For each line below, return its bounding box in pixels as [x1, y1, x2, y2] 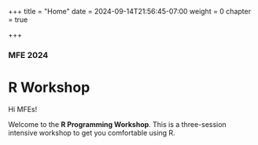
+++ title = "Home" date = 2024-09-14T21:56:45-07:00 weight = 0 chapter [8, 7, 252, 16]
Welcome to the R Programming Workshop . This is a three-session [8, 119, 227, 129]
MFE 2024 [8, 49, 49, 60]
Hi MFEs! [8, 104, 38, 114]
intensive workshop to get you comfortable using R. [8, 128, 175, 137]
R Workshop [8, 78, 90, 96]
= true [8, 15, 28, 24]
